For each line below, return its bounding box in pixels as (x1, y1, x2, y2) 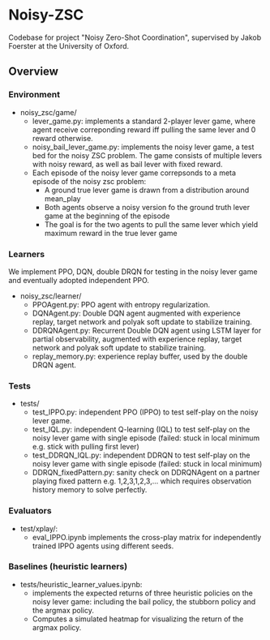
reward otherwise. (32, 133, 93, 143)
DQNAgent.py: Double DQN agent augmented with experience (32, 308, 241, 318)
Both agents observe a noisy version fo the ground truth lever (44, 202, 250, 212)
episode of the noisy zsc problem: (32, 176, 147, 186)
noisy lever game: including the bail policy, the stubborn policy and (32, 596, 256, 606)
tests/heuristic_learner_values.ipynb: (19, 579, 143, 589)
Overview (8, 65, 59, 79)
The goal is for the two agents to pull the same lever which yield (44, 219, 259, 229)
